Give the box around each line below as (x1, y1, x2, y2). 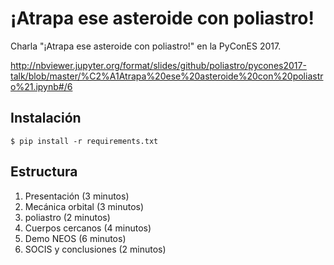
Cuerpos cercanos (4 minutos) (24, 222, 152, 234)
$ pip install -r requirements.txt (10, 136, 159, 146)
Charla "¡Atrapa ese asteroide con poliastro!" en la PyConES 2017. (10, 40, 282, 52)
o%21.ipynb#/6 (10, 80, 73, 92)
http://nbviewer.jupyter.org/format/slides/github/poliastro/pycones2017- (10, 59, 307, 71)
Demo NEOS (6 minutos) (24, 232, 127, 244)
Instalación (10, 110, 82, 127)
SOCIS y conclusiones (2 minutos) (24, 243, 167, 255)
